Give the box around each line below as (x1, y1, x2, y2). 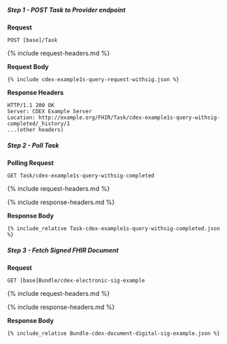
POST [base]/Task (7, 36, 58, 43)
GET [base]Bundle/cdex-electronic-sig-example (7, 277, 145, 284)
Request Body (7, 62, 49, 71)
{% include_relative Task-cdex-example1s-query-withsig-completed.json (7, 224, 220, 232)
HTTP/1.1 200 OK (7, 101, 54, 108)
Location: (7, 114, 36, 121)
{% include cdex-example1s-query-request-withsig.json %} (7, 76, 180, 83)
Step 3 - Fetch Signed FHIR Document (7, 245, 119, 255)
